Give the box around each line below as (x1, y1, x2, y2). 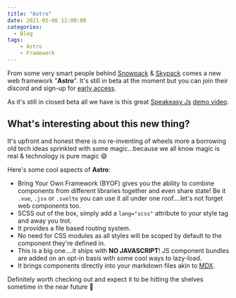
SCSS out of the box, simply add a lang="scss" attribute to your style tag (17, 209, 229, 217)
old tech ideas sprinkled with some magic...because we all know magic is (7, 144, 221, 152)
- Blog (13, 30, 33, 37)
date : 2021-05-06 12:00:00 (7, 17, 87, 24)
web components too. (17, 201, 82, 210)
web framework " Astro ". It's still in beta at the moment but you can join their (7, 76, 229, 85)
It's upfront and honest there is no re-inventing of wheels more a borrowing (7, 137, 227, 145)
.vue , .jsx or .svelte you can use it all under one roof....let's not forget (17, 194, 223, 202)
